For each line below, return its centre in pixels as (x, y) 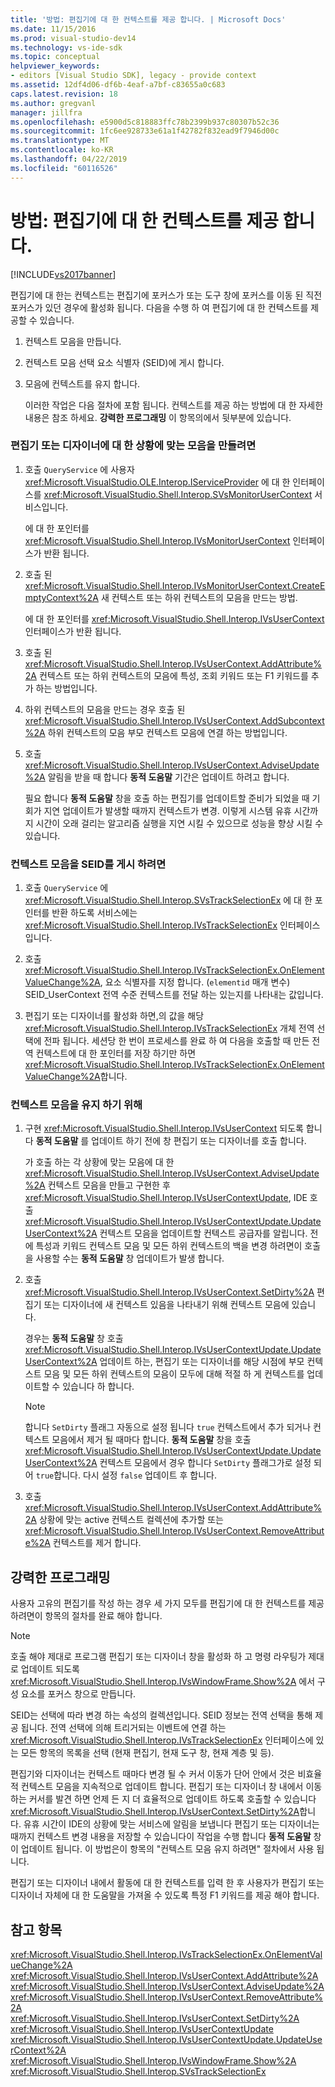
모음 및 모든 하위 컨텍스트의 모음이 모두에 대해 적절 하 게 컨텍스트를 (174, 1374)
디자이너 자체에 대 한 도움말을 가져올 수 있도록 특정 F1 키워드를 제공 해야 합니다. (165, 1895)
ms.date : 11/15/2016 (53, 29)
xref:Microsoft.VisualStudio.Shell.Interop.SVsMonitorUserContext (178, 494)
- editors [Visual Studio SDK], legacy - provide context (133, 76)
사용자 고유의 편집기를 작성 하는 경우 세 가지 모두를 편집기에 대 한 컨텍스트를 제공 (167, 1603)
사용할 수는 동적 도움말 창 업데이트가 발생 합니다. (130, 1258)
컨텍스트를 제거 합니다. (97, 1543)
